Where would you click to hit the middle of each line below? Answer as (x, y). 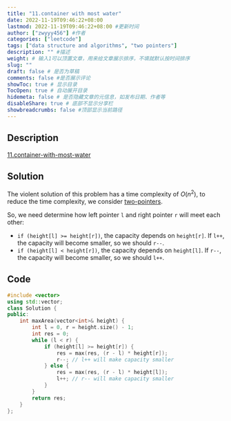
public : (18, 315)
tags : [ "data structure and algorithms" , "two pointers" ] (92, 46)
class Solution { (32, 308)
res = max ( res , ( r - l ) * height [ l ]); (112, 373)
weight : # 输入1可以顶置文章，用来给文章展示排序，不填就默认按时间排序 (99, 59)
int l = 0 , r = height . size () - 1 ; (83, 328)
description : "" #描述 (39, 53)
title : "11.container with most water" (64, 13)
